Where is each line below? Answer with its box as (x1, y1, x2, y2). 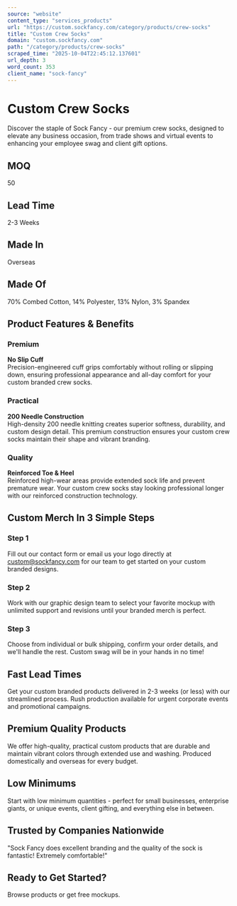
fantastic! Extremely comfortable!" (7, 851, 108, 860)
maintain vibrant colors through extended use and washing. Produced (7, 749, 211, 758)
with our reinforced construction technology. (7, 491, 138, 500)
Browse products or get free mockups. (7, 890, 121, 899)
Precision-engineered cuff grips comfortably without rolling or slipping (7, 363, 214, 372)
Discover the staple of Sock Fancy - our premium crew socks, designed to (7, 124, 225, 132)
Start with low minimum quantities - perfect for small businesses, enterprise (7, 796, 229, 805)
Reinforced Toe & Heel (7, 468, 75, 477)
